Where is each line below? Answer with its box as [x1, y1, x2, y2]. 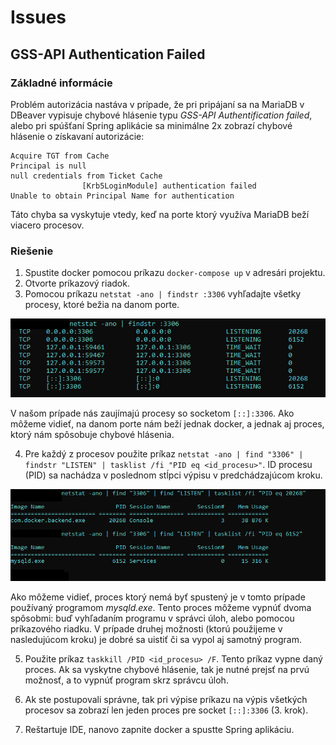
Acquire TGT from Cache [10, 151, 110, 161]
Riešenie [10, 244, 54, 258]
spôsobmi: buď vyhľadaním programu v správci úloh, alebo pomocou [10, 612, 295, 625]
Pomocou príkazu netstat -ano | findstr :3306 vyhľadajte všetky [24, 288, 302, 300]
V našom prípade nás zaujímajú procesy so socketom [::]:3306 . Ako [10, 407, 295, 419]
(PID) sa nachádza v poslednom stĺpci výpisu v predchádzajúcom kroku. [24, 469, 323, 481]
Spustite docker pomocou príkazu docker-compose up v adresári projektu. [24, 267, 326, 279]
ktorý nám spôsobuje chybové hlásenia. [10, 428, 175, 440]
